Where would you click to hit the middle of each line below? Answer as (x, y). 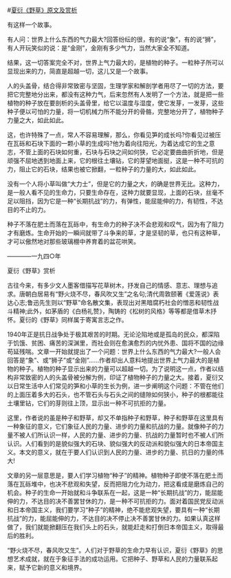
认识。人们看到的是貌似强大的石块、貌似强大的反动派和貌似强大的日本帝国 (112, 443)
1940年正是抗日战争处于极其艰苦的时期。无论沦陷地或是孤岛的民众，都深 (111, 334)
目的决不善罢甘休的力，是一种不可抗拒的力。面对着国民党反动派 (133, 501)
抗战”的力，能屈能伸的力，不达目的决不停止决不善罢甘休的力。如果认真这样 (114, 518)
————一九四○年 (34, 256)
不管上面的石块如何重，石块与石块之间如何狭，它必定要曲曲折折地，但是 (121, 152)
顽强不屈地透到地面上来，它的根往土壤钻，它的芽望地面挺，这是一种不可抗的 (115, 161)
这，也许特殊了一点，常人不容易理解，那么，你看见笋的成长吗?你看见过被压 (114, 135)
